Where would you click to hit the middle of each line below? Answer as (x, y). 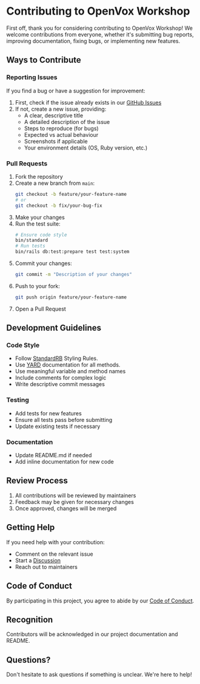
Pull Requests (27, 164)
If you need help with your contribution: (55, 542)
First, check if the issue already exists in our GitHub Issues (88, 102)
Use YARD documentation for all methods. (68, 365)
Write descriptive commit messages (60, 384)
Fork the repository (39, 176)
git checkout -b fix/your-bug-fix (58, 206)
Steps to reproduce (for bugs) (61, 128)
